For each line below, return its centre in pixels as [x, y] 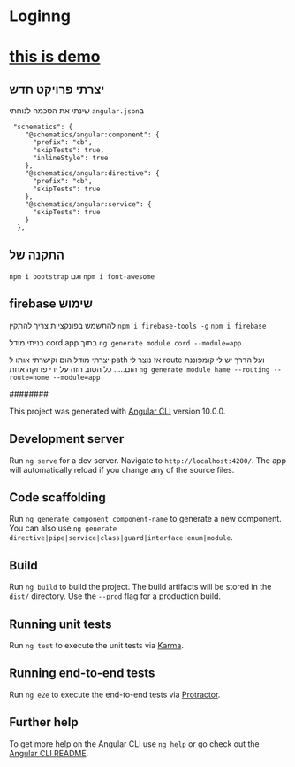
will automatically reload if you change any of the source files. [122, 469]
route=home [29, 377]
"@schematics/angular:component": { [93, 135]
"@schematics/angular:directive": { [93, 174]
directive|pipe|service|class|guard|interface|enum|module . [121, 538]
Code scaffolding [57, 498]
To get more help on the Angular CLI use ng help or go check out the [134, 744]
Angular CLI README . [49, 753]
